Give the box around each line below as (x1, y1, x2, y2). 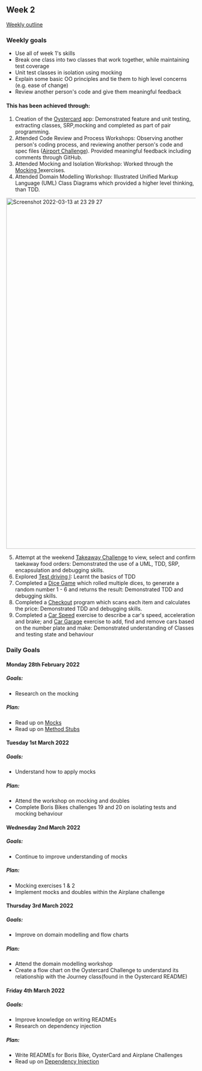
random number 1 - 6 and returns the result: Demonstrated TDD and (14, 586, 183, 593)
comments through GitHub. (14, 154, 82, 161)
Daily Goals (6, 646, 40, 654)
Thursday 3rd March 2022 (6, 902, 74, 909)
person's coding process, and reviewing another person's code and (14, 141, 183, 149)
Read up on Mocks (14, 718, 62, 726)
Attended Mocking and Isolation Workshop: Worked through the (14, 160, 173, 168)
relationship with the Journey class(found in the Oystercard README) (14, 973, 188, 980)
